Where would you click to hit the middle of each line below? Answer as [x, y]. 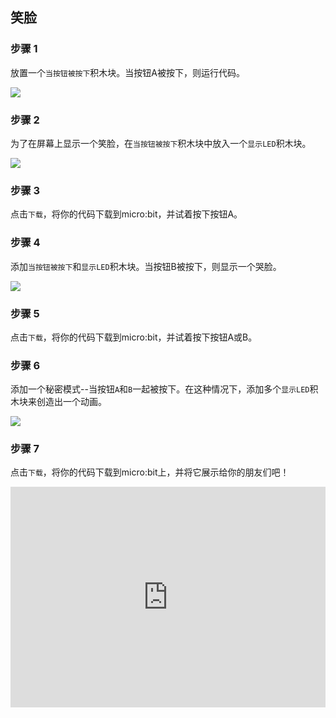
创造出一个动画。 [71, 402]
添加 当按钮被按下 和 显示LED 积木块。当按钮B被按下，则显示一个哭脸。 [146, 266]
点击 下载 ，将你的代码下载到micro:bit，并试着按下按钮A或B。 [134, 337]
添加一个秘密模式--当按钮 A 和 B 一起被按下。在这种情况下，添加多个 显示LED [160, 389]
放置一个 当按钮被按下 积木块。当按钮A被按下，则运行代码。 [128, 72]
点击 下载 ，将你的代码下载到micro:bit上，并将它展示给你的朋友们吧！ [150, 472]
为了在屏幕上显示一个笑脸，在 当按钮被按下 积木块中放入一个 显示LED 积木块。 [161, 143]
